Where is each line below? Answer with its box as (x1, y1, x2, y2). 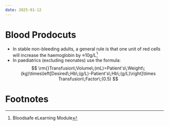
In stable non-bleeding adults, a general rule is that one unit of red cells (12, 46, 161, 52)
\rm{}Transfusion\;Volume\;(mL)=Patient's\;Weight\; (38, 65, 145, 71)
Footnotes (5, 94, 49, 105)
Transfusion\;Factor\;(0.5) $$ (58, 76, 119, 82)
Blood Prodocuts (5, 29, 76, 40)
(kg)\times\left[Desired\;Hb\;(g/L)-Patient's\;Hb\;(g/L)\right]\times (21, 71, 156, 77)
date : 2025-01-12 (5, 7, 42, 13)
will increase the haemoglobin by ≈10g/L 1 (12, 51, 98, 58)
